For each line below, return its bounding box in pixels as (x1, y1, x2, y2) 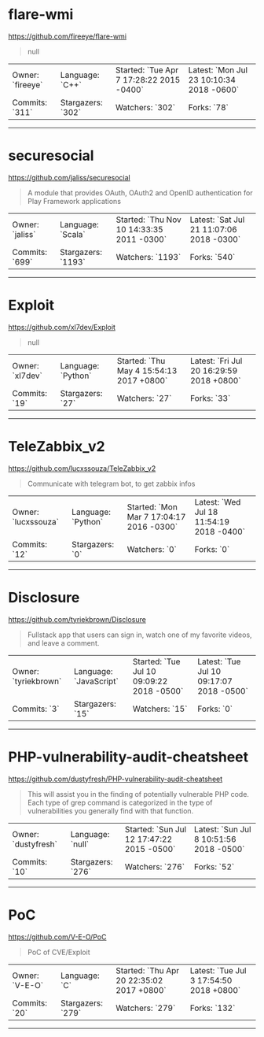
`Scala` (60, 228, 86, 239)
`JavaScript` (73, 676, 119, 687)
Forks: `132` (189, 1002, 236, 1013)
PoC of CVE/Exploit (27, 947, 90, 957)
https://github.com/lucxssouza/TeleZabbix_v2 (8, 463, 156, 473)
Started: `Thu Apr (115, 965, 180, 976)
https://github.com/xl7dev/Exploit (8, 322, 116, 331)
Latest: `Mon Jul (188, 65, 247, 76)
